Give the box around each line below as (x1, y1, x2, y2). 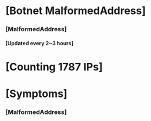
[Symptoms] (5, 87, 68, 100)
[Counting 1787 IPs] (5, 60, 103, 73)
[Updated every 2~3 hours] (5, 39, 74, 46)
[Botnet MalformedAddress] (5, 4, 146, 18)
